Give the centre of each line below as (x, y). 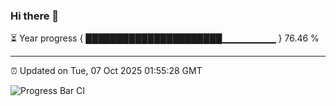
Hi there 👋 (35, 16)
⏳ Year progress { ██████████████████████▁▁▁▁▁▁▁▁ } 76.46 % (165, 38)
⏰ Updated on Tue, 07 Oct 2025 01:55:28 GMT (106, 71)
